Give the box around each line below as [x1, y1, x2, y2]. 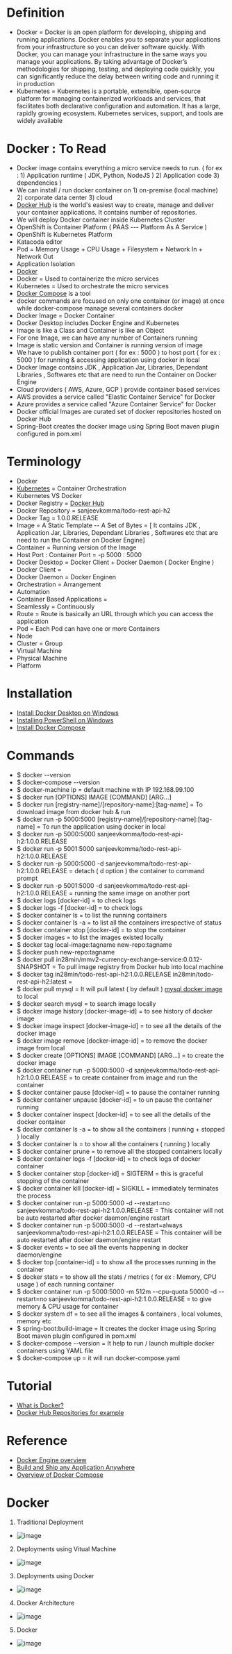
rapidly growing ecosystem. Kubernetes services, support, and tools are [16, 109, 224, 117]
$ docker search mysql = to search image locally [16, 999, 156, 1008]
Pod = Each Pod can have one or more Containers [16, 624, 160, 633]
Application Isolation [16, 259, 76, 268]
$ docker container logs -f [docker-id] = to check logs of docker [16, 1155, 201, 1163]
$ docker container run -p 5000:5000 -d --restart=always [16, 1221, 183, 1229]
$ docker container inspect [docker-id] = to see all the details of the [16, 1110, 211, 1118]
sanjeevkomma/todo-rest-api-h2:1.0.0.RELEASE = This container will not [16, 1206, 224, 1214]
